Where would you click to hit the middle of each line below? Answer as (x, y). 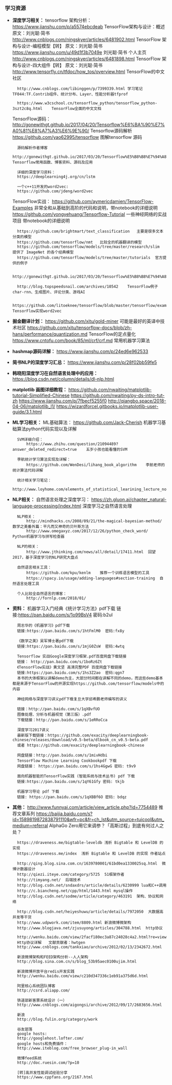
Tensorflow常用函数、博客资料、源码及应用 (52, 162)
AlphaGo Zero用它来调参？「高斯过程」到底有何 (100, 825)
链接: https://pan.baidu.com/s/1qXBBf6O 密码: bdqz (72, 797)
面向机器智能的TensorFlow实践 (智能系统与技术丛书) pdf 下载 (76, 776)
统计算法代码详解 (27, 471)
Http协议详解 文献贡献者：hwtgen (51, 943)
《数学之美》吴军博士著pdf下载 (45, 641)
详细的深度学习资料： (36, 172)
